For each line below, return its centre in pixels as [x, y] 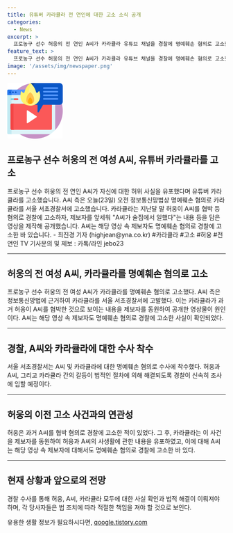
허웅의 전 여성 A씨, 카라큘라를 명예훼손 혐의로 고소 [107, 274]
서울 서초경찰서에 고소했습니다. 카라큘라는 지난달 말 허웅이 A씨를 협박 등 [123, 208]
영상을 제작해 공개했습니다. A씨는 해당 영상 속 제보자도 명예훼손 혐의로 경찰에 [111, 225]
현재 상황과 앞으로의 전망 [57, 480]
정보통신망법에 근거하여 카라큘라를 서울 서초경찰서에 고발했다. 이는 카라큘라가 [112, 301]
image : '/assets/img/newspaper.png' [60, 66]
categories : [24, 22]
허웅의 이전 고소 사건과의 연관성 [70, 414]
